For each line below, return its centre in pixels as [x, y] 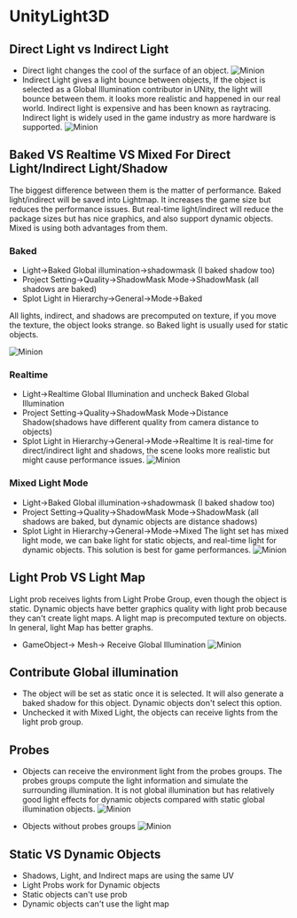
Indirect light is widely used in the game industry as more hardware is [149, 118]
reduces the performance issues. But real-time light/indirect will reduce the [146, 209]
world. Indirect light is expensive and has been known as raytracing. [146, 108]
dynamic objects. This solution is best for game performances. [136, 550]
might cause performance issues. [83, 460]
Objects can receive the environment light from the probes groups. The [152, 772]
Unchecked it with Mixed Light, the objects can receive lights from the [150, 713]
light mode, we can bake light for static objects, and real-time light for [149, 540]
